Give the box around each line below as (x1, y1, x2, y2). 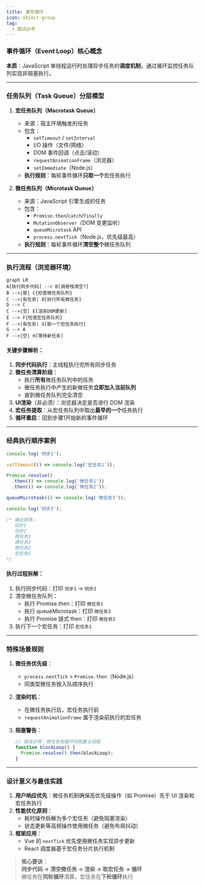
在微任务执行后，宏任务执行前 (24, 706, 99, 714)
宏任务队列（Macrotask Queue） (15, 107, 99, 114)
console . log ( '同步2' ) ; (6, 506, 62, 512)
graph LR (6, 277, 29, 283)
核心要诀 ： (21, 858, 49, 865)
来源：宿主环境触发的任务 (24, 120, 89, 127)
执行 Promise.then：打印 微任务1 (24, 600, 104, 607)
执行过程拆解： (6, 570, 44, 577)
